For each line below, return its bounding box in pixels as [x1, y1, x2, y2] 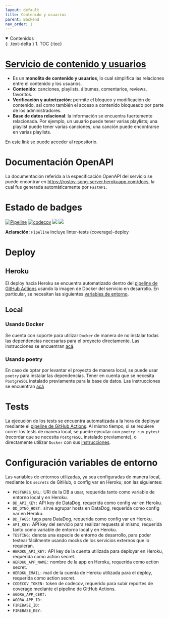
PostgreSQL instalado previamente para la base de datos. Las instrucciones [5, 378, 160, 384]
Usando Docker [5, 321, 44, 328]
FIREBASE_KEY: [12, 608, 42, 613]
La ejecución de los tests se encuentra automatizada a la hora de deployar [5, 418, 160, 424]
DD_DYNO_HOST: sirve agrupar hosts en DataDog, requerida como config [12, 505, 160, 511]
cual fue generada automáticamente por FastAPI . [5, 184, 107, 190]
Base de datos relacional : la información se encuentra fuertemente [12, 113, 153, 119]
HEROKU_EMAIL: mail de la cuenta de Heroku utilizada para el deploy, [12, 569, 152, 575]
